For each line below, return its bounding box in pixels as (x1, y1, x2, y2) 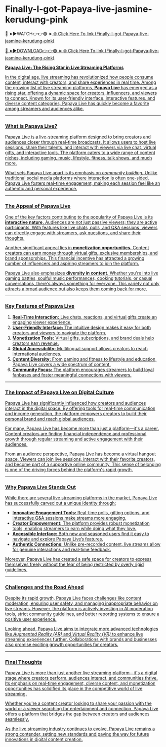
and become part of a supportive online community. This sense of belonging (5, 462, 161, 468)
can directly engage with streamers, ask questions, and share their (5, 229, 141, 236)
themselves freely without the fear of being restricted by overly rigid (5, 561, 144, 568)
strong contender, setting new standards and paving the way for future (5, 731, 149, 737)
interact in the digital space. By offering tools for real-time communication (5, 405, 156, 412)
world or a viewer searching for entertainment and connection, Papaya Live (5, 706, 159, 712)
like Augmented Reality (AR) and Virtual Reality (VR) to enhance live (5, 631, 143, 637)
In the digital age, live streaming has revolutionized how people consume (5, 74, 154, 80)
